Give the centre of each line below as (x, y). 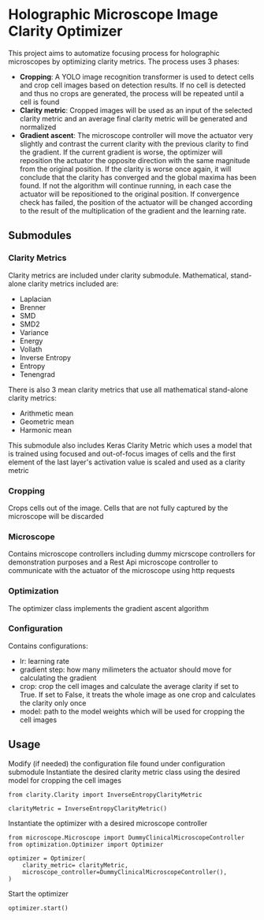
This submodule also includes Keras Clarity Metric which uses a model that (130, 445)
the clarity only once (53, 702)
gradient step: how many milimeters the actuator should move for (126, 669)
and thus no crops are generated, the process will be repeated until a (132, 93)
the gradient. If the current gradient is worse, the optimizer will (121, 152)
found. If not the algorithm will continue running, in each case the (125, 185)
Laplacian (35, 299)
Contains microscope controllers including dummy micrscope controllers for (132, 554)
